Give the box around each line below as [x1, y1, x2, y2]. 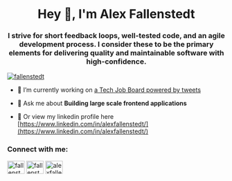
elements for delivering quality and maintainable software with [8, 48, 224, 58]
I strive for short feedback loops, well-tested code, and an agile [8, 31, 225, 41]
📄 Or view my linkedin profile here [17, 113, 114, 121]
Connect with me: [7, 144, 69, 154]
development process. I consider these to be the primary [19, 39, 214, 49]
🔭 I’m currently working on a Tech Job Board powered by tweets [17, 86, 202, 94]
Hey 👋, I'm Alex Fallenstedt [37, 6, 195, 22]
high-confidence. [86, 57, 147, 66]
